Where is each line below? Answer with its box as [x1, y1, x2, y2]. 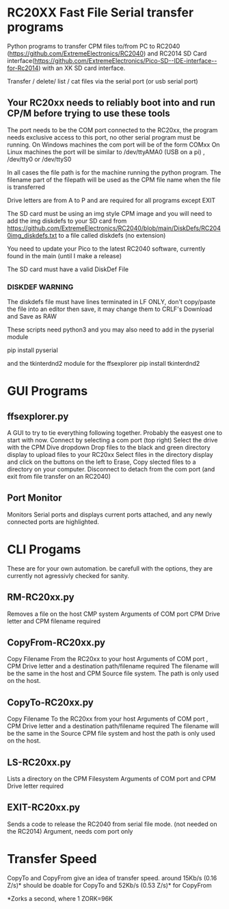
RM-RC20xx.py [7, 591, 75, 603]
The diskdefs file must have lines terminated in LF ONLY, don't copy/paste [7, 298, 216, 306]
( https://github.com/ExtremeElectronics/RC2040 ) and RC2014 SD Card [7, 49, 207, 58]
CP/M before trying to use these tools [7, 108, 171, 119]
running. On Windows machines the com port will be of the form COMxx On [7, 140, 220, 149]
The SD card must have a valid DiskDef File [7, 265, 129, 273]
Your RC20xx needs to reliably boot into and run [7, 97, 215, 109]
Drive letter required [7, 782, 64, 790]
